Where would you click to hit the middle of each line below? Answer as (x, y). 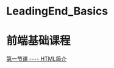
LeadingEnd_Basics (57, 11)
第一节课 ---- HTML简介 (37, 59)
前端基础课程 (39, 41)
